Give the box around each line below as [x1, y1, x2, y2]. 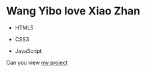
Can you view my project [6, 59, 68, 66]
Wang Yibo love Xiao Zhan [6, 4, 141, 18]
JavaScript [14, 47, 42, 55]
